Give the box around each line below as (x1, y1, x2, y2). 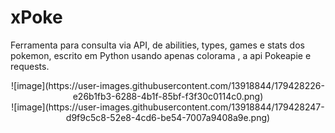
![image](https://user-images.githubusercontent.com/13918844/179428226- (11, 79, 325, 91)
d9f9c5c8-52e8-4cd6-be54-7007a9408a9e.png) (65, 111, 271, 123)
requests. (10, 60, 50, 72)
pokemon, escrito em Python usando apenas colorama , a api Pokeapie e (10, 49, 312, 61)
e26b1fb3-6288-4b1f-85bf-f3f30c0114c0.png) (72, 90, 264, 102)
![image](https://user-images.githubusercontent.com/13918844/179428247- (11, 101, 325, 113)
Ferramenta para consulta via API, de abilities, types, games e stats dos (10, 39, 305, 51)
